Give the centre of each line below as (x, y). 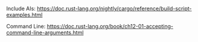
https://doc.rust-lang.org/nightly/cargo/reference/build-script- (114, 9)
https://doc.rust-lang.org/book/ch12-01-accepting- (110, 26)
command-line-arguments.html (45, 33)
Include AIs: (21, 9)
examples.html (24, 15)
